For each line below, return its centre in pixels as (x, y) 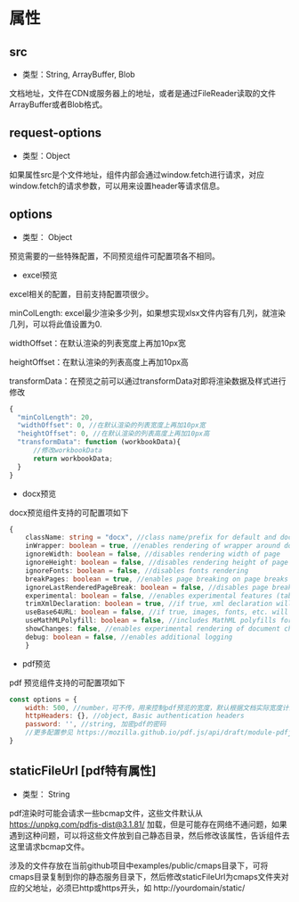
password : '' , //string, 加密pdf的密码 (96, 724)
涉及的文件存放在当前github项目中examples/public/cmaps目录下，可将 (139, 865)
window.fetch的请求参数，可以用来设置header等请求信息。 (117, 186)
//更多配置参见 (49, 732)
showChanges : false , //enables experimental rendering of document (153, 629)
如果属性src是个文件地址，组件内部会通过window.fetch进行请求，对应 (137, 174)
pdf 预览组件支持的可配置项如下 (68, 683)
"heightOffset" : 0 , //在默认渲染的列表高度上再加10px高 (113, 434)
